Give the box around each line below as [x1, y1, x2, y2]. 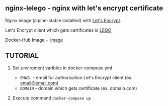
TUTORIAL [5, 51, 39, 60]
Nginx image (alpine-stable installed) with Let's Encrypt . [5, 17, 122, 23]
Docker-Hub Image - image [5, 37, 63, 43]
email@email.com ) [20, 80, 59, 86]
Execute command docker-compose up [12, 95, 91, 101]
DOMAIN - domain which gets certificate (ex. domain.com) [20, 85, 137, 91]
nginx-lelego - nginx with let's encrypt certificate [5, 4, 163, 13]
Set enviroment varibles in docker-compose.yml [12, 65, 112, 71]
